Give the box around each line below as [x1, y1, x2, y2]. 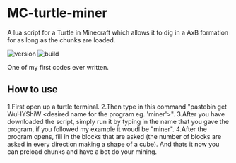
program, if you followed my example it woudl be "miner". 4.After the [7, 125, 207, 133]
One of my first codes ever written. [7, 63, 110, 71]
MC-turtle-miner [7, 5, 107, 21]
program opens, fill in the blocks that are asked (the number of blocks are [7, 132, 222, 140]
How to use [7, 83, 58, 96]
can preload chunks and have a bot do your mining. [7, 147, 158, 156]
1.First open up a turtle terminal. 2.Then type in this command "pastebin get [7, 102, 228, 111]
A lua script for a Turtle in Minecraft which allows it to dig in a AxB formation [7, 28, 229, 37]
